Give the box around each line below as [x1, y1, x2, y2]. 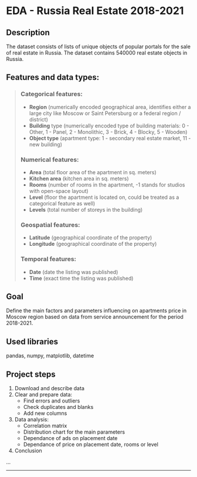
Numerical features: [20, 155, 79, 164]
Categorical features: [20, 90, 83, 98]
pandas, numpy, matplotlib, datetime [6, 352, 94, 359]
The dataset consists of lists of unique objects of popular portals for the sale [6, 43, 191, 50]
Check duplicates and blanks [23, 404, 94, 411]
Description [6, 28, 50, 38]
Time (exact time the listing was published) [29, 275, 134, 282]
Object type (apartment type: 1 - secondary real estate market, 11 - [29, 134, 191, 141]
